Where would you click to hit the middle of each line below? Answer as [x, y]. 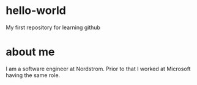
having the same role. [33, 75]
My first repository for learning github [53, 27]
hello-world [36, 11]
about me [30, 52]
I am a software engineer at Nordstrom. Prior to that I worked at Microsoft [98, 69]
